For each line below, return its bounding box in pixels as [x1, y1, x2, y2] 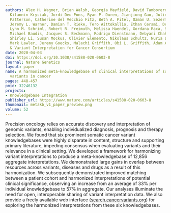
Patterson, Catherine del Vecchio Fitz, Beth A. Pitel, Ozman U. [10, 17, 152, 22]
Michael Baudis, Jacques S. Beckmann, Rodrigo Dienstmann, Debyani [10, 31, 156, 36]
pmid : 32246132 [5, 83, 38, 88]
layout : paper [5, 64, 36, 69]
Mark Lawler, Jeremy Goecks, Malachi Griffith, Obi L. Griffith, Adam [10, 41, 163, 46]
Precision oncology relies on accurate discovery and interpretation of [5, 121, 151, 127]
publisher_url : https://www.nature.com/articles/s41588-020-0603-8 [5, 97, 152, 102]
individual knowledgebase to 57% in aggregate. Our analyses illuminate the [5, 186, 163, 192]
